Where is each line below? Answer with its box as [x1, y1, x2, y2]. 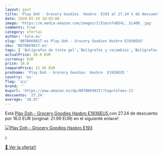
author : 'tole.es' [5, 34, 42, 39]
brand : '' [5, 83, 25, 89]
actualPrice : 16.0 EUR [5, 52, 51, 57]
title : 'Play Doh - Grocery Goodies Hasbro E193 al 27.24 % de [5, 12, 140, 16]
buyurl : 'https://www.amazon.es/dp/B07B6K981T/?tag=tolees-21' [5, 88, 136, 93]
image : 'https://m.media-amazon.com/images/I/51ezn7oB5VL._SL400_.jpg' [5, 20, 153, 26]
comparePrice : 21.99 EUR [5, 66, 55, 71]
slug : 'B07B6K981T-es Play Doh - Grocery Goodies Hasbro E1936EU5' [5, 39, 145, 44]
